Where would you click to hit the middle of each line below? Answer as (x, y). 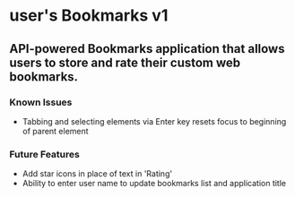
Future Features (45, 154)
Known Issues (41, 102)
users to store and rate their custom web (125, 62)
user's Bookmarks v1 (89, 16)
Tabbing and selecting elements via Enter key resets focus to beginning (154, 121)
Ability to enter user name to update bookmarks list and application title (154, 184)
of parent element (55, 131)
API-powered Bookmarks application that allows (147, 49)
